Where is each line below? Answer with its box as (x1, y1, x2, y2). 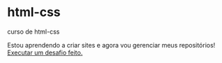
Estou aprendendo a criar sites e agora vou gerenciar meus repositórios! (7, 41, 216, 49)
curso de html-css (7, 27, 60, 36)
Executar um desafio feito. (7, 48, 83, 57)
